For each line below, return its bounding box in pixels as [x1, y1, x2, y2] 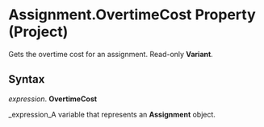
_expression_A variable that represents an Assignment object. [8, 109, 216, 119]
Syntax [8, 72, 45, 86]
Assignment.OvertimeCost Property [8, 6, 256, 24]
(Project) [8, 23, 69, 41]
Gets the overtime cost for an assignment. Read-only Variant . [8, 49, 214, 59]
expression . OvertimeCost [8, 94, 98, 104]
